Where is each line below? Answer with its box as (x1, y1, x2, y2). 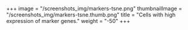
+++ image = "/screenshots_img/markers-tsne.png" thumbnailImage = (6, 5, 183, 12)
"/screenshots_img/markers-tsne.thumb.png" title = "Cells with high (6, 11, 176, 18)
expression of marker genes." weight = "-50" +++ (6, 18, 131, 24)
